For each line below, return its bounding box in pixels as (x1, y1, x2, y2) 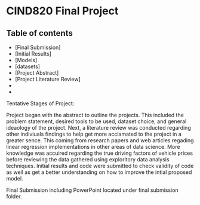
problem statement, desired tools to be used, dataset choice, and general (6, 118, 187, 125)
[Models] (14, 57, 38, 63)
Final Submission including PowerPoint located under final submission (6, 186, 179, 194)
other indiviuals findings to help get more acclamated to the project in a (6, 130, 182, 137)
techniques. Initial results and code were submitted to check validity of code (6, 163, 194, 169)
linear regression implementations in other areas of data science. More (6, 143, 180, 150)
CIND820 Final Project (6, 4, 119, 18)
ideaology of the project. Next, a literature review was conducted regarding (6, 124, 191, 131)
